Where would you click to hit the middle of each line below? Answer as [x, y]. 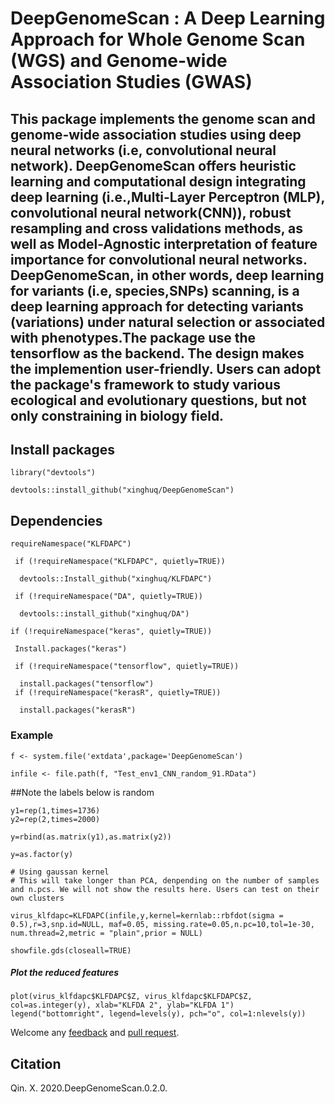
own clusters [37, 898]
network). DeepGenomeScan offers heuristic [153, 165]
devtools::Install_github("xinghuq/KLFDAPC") [116, 579]
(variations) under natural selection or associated [168, 322]
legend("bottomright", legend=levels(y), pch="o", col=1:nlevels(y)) [158, 1014]
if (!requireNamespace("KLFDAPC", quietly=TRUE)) [120, 562]
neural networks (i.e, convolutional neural [143, 150]
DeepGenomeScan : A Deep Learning [168, 18]
